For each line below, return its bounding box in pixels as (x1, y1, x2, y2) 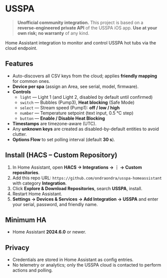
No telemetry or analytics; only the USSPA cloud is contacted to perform (12, 262, 162, 268)
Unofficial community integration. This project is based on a (17, 19, 144, 25)
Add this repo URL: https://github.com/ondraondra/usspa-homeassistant (12, 175, 162, 181)
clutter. (12, 131, 27, 137)
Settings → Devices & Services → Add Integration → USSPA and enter (12, 196, 159, 202)
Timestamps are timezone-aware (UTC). (12, 120, 97, 126)
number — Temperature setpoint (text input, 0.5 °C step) (19, 110, 134, 116)
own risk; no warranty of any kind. (17, 30, 90, 36)
